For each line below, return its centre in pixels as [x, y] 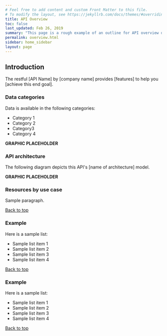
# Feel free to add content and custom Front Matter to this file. [77, 10]
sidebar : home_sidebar [29, 42]
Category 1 [23, 118]
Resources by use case [34, 189]
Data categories [25, 97]
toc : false [16, 24]
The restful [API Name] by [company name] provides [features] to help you [82, 79]
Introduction [25, 67]
